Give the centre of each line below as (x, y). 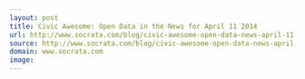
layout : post (34, 18)
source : (24, 43)
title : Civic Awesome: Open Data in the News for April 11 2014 (133, 26)
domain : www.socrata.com (56, 52)
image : (22, 60)
